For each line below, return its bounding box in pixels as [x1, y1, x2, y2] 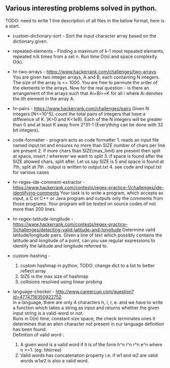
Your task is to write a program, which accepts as [60, 190, 163, 196]
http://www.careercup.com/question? [55, 288, 134, 294]
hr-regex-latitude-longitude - [12, 216, 74, 222]
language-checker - [12, 288, 55, 294]
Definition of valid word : [12, 331, 64, 338]
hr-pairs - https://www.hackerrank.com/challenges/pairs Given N [12, 105, 149, 111]
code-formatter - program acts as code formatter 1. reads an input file [12, 137, 159, 143]
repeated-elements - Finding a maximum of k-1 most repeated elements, [12, 48, 164, 54]
